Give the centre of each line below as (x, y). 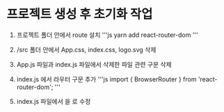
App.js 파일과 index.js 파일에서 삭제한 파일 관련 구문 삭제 (94, 64)
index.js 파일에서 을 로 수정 (54, 101)
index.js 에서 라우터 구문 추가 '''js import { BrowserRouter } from (106, 79)
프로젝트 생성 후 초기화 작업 (80, 14)
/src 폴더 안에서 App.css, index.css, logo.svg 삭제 (86, 49)
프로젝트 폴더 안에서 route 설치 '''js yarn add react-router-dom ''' (107, 35)
